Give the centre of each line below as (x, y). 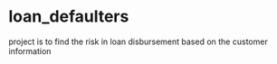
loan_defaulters (69, 17)
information (30, 50)
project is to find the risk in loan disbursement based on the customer (138, 41)
